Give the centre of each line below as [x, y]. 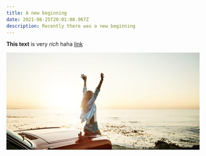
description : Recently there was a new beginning [71, 26]
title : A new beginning [37, 13]
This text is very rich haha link [45, 44]
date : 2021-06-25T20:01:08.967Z [48, 19]
